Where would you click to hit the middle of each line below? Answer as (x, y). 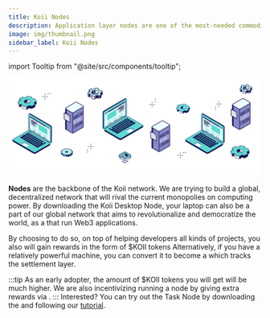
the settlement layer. (42, 264)
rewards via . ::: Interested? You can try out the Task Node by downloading (132, 297)
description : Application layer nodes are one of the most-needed (122, 25)
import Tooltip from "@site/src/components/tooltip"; (95, 66)
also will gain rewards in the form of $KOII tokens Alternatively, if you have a (134, 247)
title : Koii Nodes (39, 17)
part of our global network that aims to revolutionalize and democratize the (132, 214)
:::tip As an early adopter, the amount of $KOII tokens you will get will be (128, 280)
